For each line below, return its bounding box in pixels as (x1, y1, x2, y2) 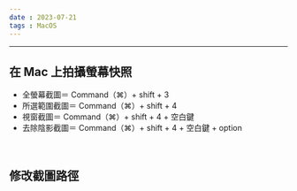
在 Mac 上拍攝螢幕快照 (9, 64, 133, 80)
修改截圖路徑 (9, 168, 80, 183)
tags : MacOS (9, 21, 57, 30)
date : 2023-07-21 (9, 12, 77, 22)
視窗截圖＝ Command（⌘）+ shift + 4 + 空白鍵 (21, 111, 194, 122)
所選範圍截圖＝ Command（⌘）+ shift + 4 (21, 101, 178, 111)
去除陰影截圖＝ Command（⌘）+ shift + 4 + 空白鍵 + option (21, 123, 243, 134)
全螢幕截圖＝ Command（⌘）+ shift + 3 (21, 89, 170, 100)
